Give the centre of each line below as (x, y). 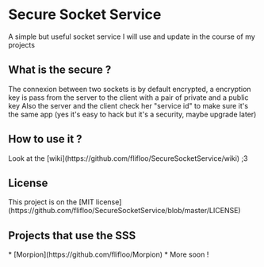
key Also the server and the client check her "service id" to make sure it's (128, 105)
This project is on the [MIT (51, 202)
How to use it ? (45, 139)
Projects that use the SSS (72, 235)
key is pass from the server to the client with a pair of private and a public (128, 97)
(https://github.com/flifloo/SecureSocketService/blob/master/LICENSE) (124, 211)
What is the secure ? (60, 70)
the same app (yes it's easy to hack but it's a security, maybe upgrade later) (132, 114)
